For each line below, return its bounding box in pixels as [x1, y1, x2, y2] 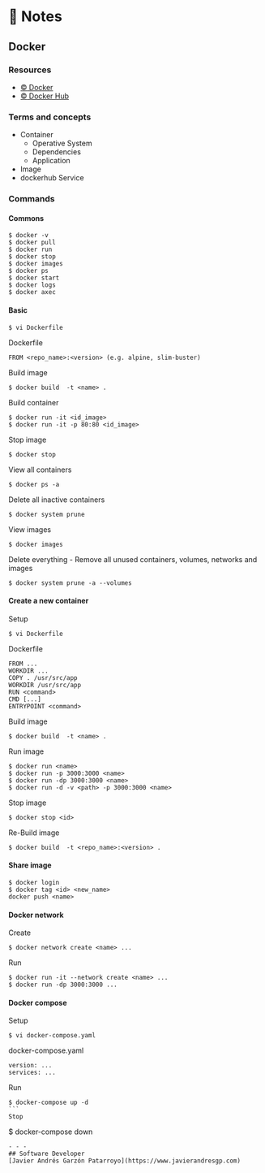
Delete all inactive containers [8, 495, 105, 504]
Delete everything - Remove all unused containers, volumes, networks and [8, 554, 258, 564]
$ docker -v [8, 232, 49, 240]
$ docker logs [8, 281, 57, 289]
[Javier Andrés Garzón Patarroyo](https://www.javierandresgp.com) [8, 1157, 241, 1165]
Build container [8, 397, 59, 407]
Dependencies [32, 147, 81, 157]
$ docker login [8, 878, 60, 886]
